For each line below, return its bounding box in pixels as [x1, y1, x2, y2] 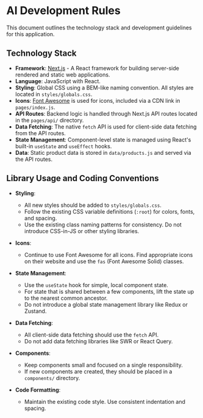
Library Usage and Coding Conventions [6, 173, 159, 184]
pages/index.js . [15, 103, 56, 111]
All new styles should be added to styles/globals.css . [24, 201, 162, 209]
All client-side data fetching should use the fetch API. [24, 331, 159, 338]
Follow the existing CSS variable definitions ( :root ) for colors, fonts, [24, 207, 195, 215]
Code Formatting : [15, 386, 61, 394]
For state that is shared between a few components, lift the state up [24, 288, 194, 295]
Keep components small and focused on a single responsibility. [24, 361, 183, 368]
